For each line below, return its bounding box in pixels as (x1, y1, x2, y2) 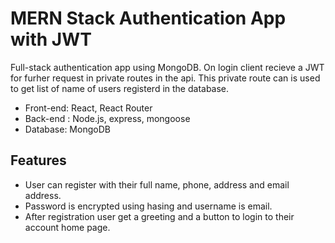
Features (10, 152, 67, 169)
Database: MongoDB (24, 123, 111, 135)
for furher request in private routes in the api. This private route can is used (10, 72, 321, 84)
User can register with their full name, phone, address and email (24, 178, 290, 191)
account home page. (24, 221, 111, 233)
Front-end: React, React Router (24, 102, 153, 114)
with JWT (10, 28, 92, 51)
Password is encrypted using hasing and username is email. (24, 200, 273, 212)
